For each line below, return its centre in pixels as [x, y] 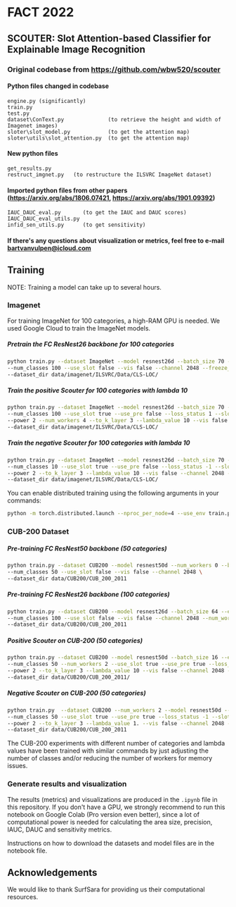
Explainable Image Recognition [77, 49]
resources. [23, 897]
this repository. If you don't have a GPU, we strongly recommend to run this [116, 807]
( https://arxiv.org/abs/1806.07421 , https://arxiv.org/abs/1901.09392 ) [111, 197]
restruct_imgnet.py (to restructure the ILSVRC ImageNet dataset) [110, 174]
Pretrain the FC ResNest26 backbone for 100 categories [91, 344]
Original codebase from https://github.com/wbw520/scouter [114, 69]
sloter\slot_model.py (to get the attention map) [99, 132]
